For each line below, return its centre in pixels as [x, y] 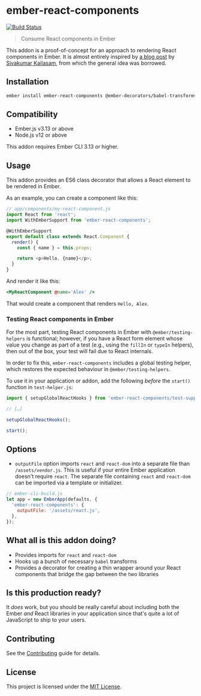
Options [22, 449]
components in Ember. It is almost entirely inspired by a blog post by [90, 56]
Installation [28, 82]
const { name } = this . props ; [55, 248]
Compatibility [32, 115]
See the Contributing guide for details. [53, 653]
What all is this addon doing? [61, 540]
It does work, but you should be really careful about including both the [93, 607]
